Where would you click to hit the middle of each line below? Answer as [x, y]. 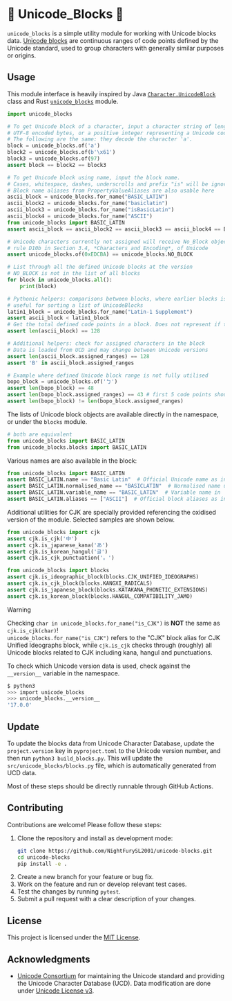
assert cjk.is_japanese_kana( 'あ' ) [58, 545]
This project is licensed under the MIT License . [74, 937]
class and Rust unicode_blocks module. [63, 101]
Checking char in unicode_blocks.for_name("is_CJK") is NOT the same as [114, 623]
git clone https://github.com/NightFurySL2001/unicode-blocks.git [115, 851]
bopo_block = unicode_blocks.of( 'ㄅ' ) [62, 382]
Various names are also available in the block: [72, 461]
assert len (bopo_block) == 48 [51, 388]
